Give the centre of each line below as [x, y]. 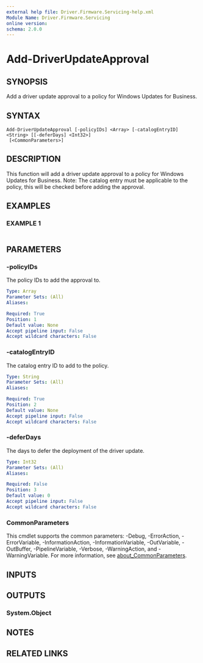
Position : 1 [21, 319]
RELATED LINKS [37, 654]
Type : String [23, 376]
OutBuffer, [19, 549]
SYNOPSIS [27, 82]
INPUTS [21, 575]
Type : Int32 [21, 462]
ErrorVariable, [24, 543]
